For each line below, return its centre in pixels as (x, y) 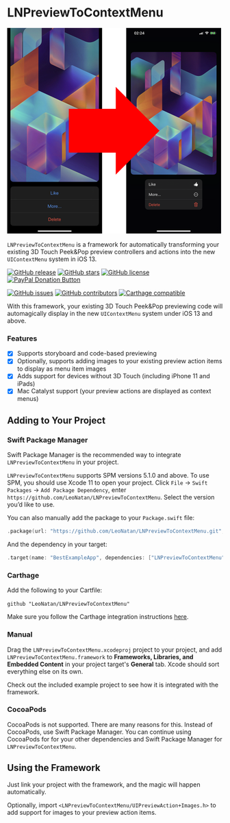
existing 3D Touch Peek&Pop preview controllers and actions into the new (111, 251)
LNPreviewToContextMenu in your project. (63, 462)
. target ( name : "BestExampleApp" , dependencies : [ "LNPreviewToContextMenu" (116, 558)
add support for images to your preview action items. (82, 812)
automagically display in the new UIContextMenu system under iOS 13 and (110, 313)
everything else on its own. (45, 671)
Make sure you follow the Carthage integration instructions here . (98, 617)
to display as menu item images (62, 369)
